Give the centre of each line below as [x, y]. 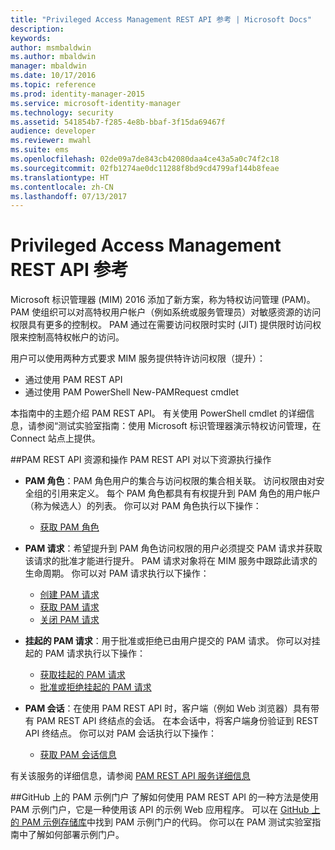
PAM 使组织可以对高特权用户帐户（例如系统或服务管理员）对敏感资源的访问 [166, 312]
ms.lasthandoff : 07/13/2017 [69, 196]
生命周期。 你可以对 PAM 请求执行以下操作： [117, 573]
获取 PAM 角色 [69, 527]
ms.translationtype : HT [60, 177]
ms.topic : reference [53, 85]
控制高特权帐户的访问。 [76, 337]
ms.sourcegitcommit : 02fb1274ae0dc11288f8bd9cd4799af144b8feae [145, 168]
